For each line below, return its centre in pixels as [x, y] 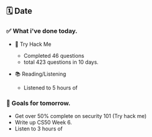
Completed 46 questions [54, 55]
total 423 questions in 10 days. [61, 62]
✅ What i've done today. [42, 31]
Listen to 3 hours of [39, 129]
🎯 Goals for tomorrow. [38, 103]
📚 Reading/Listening [40, 74]
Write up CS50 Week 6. [43, 122]
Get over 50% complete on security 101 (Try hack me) [80, 116]
